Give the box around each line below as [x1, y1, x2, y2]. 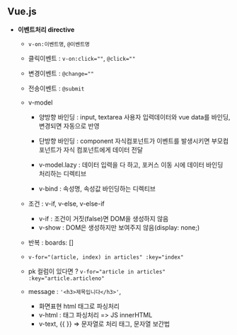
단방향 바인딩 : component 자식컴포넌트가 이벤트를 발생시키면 [38, 136, 210, 145]
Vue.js [7, 6, 37, 18]
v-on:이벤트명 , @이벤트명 [28, 39, 91, 48]
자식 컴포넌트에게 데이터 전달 [63, 145, 144, 154]
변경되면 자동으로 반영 [38, 122, 100, 130]
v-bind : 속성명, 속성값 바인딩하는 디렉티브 [38, 184, 156, 193]
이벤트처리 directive [17, 25, 75, 34]
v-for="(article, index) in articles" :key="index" [28, 254, 184, 261]
